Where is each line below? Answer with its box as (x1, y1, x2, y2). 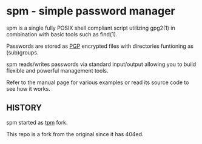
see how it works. (6, 85, 50, 92)
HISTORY (6, 103, 42, 113)
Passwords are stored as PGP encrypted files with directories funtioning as (6, 42, 194, 50)
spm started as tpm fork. (6, 119, 68, 126)
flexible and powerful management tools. (6, 67, 109, 74)
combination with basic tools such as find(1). (6, 30, 118, 38)
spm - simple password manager (6, 4, 176, 18)
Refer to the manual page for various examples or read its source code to (6, 79, 189, 86)
